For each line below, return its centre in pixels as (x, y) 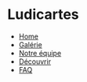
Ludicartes (43, 15)
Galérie (30, 44)
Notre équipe (40, 53)
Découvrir (35, 61)
